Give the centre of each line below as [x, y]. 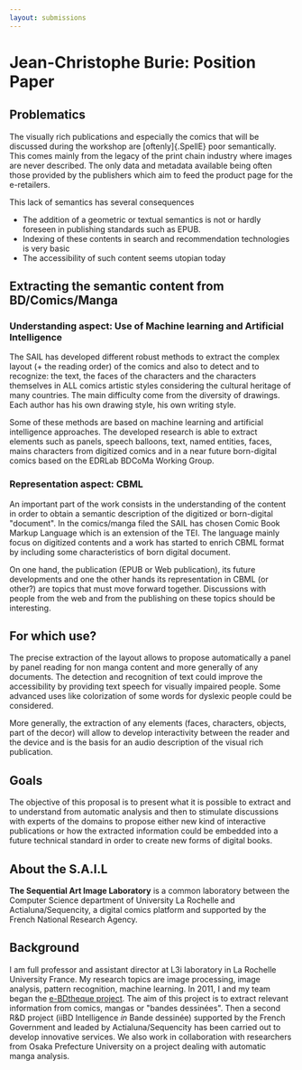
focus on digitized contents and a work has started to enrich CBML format [147, 542]
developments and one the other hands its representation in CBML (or [139, 579]
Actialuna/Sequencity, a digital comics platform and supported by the [138, 910]
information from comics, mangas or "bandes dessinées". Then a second [145, 1008]
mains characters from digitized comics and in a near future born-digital [143, 451]
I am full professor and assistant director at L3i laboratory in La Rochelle [143, 969]
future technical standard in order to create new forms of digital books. [141, 841]
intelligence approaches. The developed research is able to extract [133, 432]
